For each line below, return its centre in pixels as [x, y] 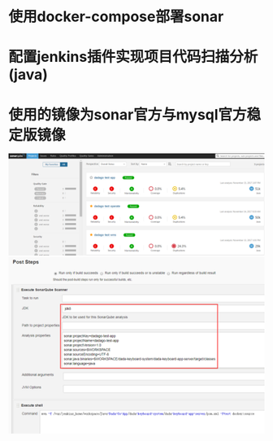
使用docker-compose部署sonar [116, 17]
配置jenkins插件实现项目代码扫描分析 [133, 57]
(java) [28, 75]
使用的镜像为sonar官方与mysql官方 [128, 114]
